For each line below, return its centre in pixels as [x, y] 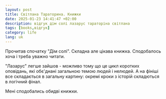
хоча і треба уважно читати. [35, 56]
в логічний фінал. [23, 81]
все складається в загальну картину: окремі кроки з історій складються [82, 76]
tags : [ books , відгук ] [28, 28]
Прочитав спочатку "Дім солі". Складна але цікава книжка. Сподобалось [83, 51]
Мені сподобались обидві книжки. [42, 91]
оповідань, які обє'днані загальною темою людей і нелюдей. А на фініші [82, 71]
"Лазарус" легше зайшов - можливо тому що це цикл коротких [72, 66]
